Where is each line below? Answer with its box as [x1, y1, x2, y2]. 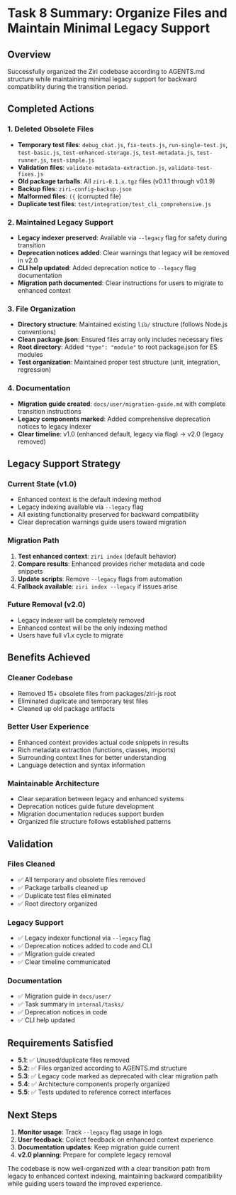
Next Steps [7, 1109, 57, 1121]
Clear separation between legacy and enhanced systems [17, 795, 184, 803]
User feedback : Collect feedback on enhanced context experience [17, 1135, 214, 1144]
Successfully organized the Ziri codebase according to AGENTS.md [7, 68, 206, 75]
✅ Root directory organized [17, 899, 98, 908]
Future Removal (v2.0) [7, 599, 86, 609]
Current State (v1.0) [7, 478, 77, 488]
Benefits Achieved [7, 652, 91, 664]
